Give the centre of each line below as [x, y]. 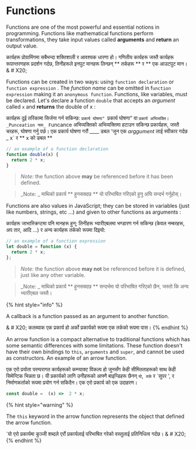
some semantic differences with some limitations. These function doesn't [94, 345]
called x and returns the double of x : [51, 106]
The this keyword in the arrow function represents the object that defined [95, 416]
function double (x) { [32, 154]
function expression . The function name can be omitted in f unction [89, 88]
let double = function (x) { [42, 247]
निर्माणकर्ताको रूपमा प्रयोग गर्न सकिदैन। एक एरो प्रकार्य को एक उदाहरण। [72, 382]
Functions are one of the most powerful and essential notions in [83, 27]
